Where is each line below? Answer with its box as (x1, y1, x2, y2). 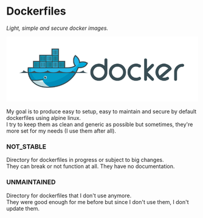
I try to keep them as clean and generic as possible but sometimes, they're (6, 121, 193, 128)
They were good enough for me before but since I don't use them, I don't (6, 198, 189, 205)
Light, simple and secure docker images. (6, 24, 108, 32)
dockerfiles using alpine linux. (6, 114, 81, 122)
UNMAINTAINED (6, 178, 56, 186)
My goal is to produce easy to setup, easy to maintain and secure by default (6, 108, 197, 115)
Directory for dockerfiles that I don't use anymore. (6, 192, 132, 199)
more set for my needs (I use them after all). (6, 127, 117, 135)
